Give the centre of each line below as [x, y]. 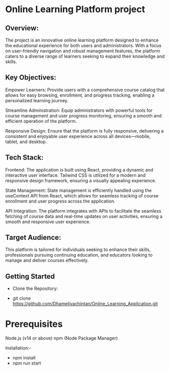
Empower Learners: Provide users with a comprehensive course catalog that [85, 90]
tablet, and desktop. [26, 141]
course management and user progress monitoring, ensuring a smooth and [83, 115]
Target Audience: [33, 238]
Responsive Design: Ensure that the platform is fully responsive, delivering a [84, 131]
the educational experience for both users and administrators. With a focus [83, 46]
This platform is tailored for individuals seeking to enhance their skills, [78, 250]
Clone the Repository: [35, 288]
